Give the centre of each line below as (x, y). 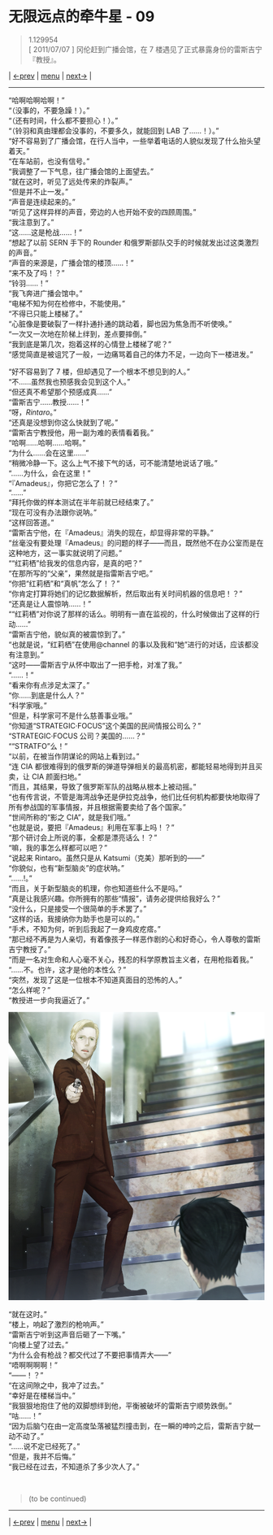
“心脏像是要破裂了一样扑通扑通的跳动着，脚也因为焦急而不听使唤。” (120, 324)
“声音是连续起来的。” (42, 202)
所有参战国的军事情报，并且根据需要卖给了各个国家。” (97, 807)
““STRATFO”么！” (38, 746)
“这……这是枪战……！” (45, 232)
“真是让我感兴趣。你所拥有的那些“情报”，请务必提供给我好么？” (115, 898)
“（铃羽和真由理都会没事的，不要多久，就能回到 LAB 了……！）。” (114, 130)
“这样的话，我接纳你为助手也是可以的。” (74, 919)
